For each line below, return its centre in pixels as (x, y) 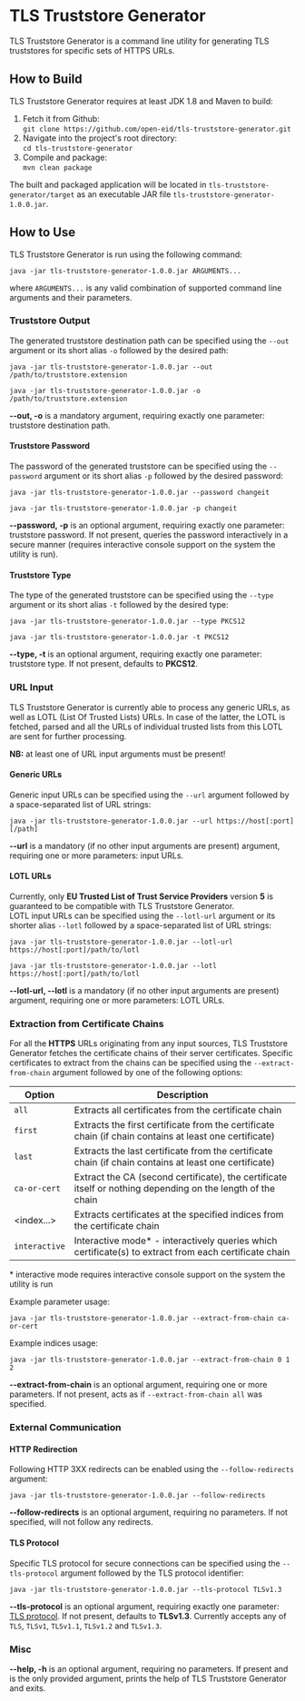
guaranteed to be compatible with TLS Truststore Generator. (122, 905)
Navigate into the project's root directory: (100, 138)
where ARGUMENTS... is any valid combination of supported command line (146, 288)
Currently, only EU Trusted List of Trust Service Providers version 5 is (142, 896)
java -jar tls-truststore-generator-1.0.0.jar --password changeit (140, 493)
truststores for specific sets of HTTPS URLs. (92, 50)
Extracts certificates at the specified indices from (179, 1215)
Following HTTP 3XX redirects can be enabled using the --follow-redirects (152, 1469)
